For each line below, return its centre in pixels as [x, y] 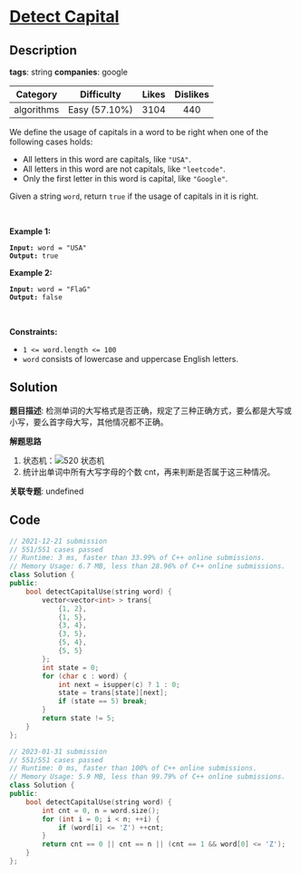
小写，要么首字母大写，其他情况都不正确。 [89, 422]
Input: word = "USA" [49, 248]
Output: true [34, 256]
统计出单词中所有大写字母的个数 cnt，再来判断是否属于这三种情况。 [149, 471]
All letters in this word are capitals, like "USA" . [107, 159]
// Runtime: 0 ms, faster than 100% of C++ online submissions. [133, 769]
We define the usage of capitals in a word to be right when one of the [139, 132]
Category [37, 94]
